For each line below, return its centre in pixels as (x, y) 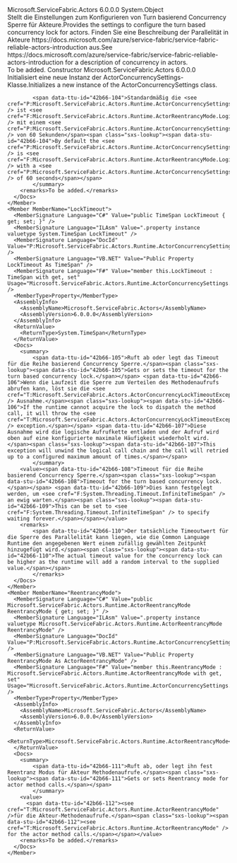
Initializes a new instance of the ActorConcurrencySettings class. (122, 85)
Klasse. (18, 85)
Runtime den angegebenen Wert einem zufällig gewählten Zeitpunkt (107, 543)
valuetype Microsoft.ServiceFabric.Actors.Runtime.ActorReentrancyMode (115, 624)
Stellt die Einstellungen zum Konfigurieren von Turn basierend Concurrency (117, 17)
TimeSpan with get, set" (44, 277)
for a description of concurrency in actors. (126, 62)
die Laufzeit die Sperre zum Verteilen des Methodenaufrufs (129, 383)
